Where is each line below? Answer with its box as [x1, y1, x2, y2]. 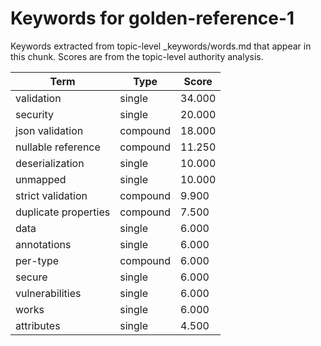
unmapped [15, 172, 67, 186]
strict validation [15, 188, 88, 202]
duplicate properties [15, 205, 111, 219]
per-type [15, 253, 60, 267]
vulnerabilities [15, 286, 82, 300]
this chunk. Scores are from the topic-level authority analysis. [10, 50, 264, 62]
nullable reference [15, 140, 101, 154]
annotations [15, 237, 72, 251]
